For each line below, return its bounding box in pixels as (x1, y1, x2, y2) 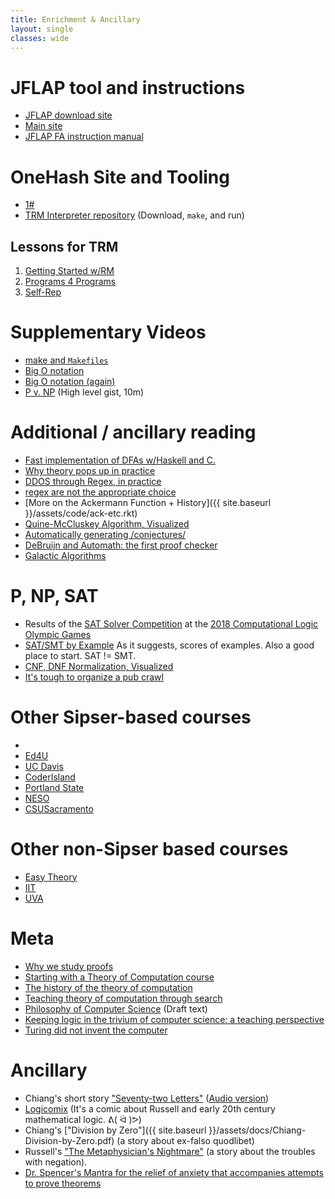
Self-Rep (24, 286, 62, 298)
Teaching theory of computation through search (24, 992, 223, 1004)
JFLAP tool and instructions (10, 76, 246, 99)
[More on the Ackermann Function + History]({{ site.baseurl (24, 496, 272, 508)
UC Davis (24, 760, 64, 772)
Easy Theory (24, 871, 78, 883)
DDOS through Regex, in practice (24, 475, 162, 487)
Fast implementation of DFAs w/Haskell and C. (24, 454, 216, 466)
